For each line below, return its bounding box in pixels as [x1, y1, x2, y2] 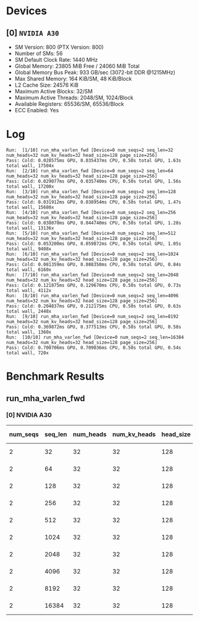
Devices [6, 4, 47, 18]
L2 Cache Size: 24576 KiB [14, 81, 79, 89]
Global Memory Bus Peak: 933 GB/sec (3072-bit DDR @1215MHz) [14, 69, 176, 75]
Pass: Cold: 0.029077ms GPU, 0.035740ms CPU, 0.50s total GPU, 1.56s [6, 178, 182, 184]
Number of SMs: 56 [14, 50, 63, 57]
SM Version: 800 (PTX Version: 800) [14, 43, 104, 51]
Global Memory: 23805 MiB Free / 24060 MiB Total [14, 62, 140, 70]
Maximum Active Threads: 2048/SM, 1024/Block [14, 94, 134, 101]
